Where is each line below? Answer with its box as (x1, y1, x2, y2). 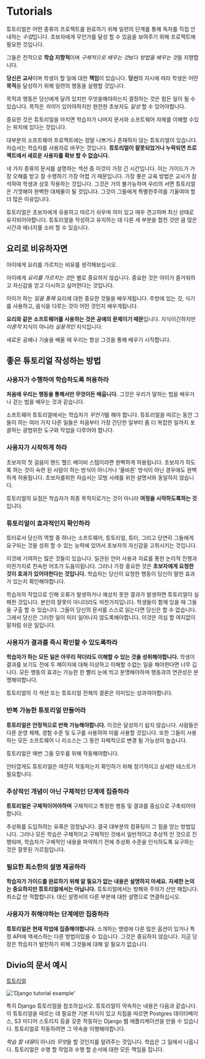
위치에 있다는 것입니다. (12, 123, 67, 131)
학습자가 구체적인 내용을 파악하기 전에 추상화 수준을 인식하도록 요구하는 (24, 838, 195, 845)
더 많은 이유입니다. (6, 195, 51, 203)
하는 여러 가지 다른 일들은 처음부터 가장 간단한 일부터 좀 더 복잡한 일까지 (17, 419, 189, 427)
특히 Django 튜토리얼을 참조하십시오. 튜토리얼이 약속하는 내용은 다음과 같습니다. (6, 1002, 198, 1009)
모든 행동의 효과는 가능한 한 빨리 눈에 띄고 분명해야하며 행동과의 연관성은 (19, 669, 193, 676)
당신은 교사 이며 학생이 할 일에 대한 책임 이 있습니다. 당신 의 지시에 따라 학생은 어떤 (6, 74, 199, 82)
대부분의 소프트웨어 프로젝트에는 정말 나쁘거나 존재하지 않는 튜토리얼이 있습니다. (6, 136, 198, 143)
